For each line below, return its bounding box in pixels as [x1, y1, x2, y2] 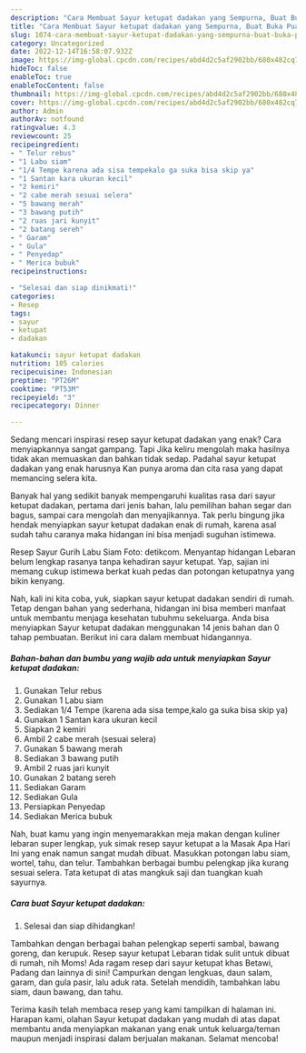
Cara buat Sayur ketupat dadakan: [10, 898, 145, 908]
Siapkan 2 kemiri [23, 724, 86, 735]
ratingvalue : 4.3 [10, 124, 76, 133]
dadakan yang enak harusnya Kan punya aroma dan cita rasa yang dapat [10, 463, 283, 474]
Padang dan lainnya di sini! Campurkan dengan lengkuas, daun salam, [10, 968, 272, 978]
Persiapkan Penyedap [23, 801, 105, 812]
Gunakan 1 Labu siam [23, 695, 104, 706]
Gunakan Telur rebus [23, 686, 103, 697]
